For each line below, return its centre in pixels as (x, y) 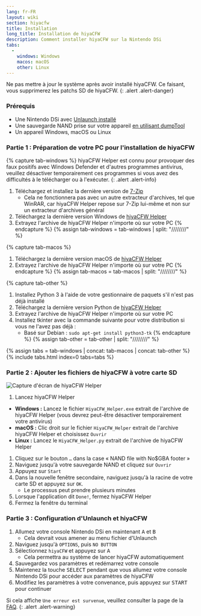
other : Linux (33, 67)
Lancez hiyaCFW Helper (45, 397)
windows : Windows (39, 56)
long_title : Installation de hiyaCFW (53, 34)
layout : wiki (22, 17)
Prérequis (21, 106)
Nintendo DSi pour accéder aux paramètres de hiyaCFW (84, 576)
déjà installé (30, 301)
